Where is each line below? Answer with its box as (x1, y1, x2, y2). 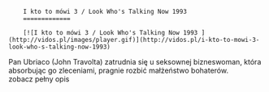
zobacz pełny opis (8, 74, 70, 84)
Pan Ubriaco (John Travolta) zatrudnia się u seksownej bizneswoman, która (8, 57, 262, 66)
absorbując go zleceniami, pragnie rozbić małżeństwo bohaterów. (8, 65, 229, 75)
